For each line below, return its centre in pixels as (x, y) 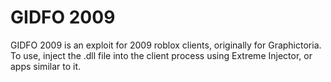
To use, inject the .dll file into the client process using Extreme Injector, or (161, 55)
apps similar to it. (46, 66)
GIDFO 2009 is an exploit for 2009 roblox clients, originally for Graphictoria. (166, 45)
